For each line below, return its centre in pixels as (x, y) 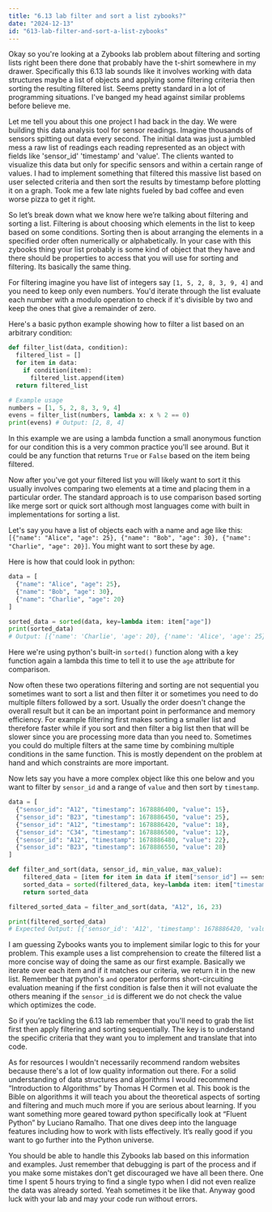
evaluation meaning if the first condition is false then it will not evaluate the (133, 988)
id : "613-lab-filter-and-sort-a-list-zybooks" (88, 31)
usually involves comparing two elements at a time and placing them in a (130, 489)
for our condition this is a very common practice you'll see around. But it (129, 447)
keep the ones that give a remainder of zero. (82, 309)
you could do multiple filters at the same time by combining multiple (121, 746)
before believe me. (40, 106)
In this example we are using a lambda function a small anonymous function (135, 439)
